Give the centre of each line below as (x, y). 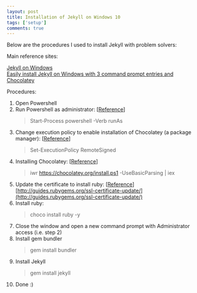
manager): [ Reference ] (43, 139)
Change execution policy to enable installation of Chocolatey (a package (103, 132)
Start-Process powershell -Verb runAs (76, 121)
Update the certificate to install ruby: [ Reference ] (75, 184)
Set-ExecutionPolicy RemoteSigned (73, 150)
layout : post (23, 12)
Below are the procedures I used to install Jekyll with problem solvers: (92, 45)
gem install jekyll (50, 273)
